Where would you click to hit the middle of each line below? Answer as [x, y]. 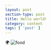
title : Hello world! [26, 19]
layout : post [18, 10]
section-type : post [25, 14]
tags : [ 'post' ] [23, 28]
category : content [24, 24]
